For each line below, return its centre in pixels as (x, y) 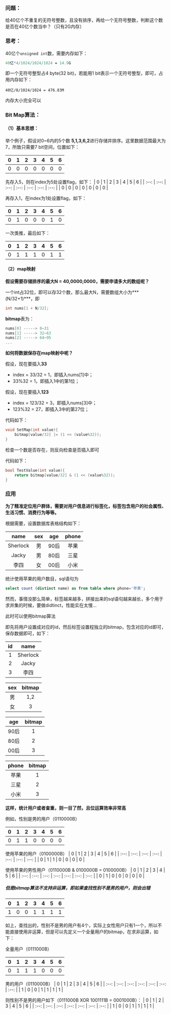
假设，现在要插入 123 (27, 392)
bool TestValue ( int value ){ (35, 470)
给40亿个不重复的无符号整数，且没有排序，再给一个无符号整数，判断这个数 (84, 20)
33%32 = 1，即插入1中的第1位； (46, 381)
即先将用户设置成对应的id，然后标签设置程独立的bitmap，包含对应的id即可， (86, 627)
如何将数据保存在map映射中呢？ (39, 353)
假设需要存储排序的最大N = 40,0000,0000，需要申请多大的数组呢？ (77, 281)
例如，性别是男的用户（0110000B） (43, 819)
